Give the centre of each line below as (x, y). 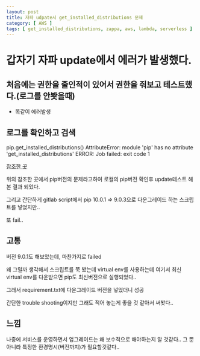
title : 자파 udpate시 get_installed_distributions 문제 (75, 18)
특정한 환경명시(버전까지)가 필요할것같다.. (71, 347)
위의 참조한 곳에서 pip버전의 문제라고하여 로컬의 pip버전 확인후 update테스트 (97, 180)
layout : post (23, 12)
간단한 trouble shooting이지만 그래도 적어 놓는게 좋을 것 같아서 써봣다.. (90, 302)
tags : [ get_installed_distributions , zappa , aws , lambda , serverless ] (99, 29)
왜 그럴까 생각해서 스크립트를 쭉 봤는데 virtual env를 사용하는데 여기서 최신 (94, 269)
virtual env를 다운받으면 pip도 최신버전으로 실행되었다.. (71, 277)
